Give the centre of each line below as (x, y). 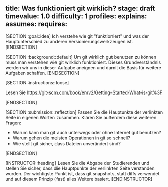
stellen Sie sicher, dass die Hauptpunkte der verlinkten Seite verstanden (80, 168)
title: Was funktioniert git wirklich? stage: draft (80, 8)
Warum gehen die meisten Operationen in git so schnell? (71, 138)
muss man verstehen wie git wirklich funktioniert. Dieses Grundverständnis (83, 62)
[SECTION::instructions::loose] (37, 82)
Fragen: (13, 123)
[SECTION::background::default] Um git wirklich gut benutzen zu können (81, 57)
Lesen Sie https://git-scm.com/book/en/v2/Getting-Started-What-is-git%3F (84, 92)
